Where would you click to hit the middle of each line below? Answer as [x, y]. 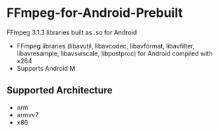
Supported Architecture [60, 90]
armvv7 [28, 114]
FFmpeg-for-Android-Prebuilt [95, 13]
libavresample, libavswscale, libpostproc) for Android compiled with [115, 53]
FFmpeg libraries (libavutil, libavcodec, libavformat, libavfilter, [105, 46]
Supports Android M [46, 68]
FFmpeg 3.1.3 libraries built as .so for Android [72, 32]
